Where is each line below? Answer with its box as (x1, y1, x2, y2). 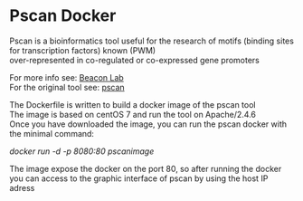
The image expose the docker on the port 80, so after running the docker (9, 163, 282, 174)
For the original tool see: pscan (9, 81, 125, 92)
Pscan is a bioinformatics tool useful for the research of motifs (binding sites (9, 35, 294, 46)
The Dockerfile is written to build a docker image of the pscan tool (9, 99, 256, 110)
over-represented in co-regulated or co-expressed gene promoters (9, 54, 260, 65)
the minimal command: (9, 128, 95, 139)
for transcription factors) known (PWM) (9, 44, 156, 55)
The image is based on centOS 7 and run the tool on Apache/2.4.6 (9, 109, 256, 120)
